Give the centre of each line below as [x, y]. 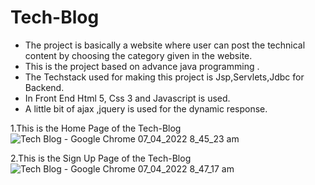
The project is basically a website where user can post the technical [165, 45]
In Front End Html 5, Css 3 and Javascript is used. [127, 98]
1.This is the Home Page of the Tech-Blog [96, 128]
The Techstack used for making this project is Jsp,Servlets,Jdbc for [164, 77]
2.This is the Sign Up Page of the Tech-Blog [101, 158]
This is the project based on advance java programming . [142, 66]
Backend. [44, 87]
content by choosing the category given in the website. [138, 55]
